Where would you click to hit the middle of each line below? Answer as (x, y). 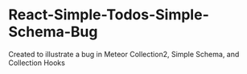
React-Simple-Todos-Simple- (109, 15)
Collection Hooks (37, 63)
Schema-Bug (53, 32)
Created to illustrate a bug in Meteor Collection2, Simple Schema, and (124, 54)
